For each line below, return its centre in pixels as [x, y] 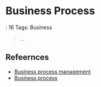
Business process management [52, 72]
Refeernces [27, 57]
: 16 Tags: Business [29, 27]
